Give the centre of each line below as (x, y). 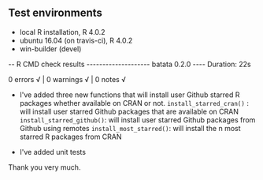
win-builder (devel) (50, 49)
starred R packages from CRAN (70, 137)
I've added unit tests (53, 152)
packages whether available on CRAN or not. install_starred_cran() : (134, 103)
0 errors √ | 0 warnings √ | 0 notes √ (67, 79)
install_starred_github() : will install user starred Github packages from (137, 120)
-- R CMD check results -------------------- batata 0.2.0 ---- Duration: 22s (130, 64)
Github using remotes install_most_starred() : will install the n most (130, 128)
